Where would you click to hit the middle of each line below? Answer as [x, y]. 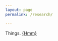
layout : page [19, 10]
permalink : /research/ [29, 14]
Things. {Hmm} [21, 33]
